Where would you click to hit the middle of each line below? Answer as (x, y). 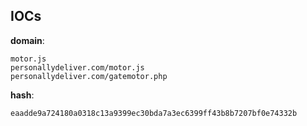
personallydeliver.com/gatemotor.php (89, 76)
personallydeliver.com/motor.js (77, 67)
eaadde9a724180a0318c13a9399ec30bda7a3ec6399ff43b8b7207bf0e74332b (154, 113)
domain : (27, 40)
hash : (22, 95)
